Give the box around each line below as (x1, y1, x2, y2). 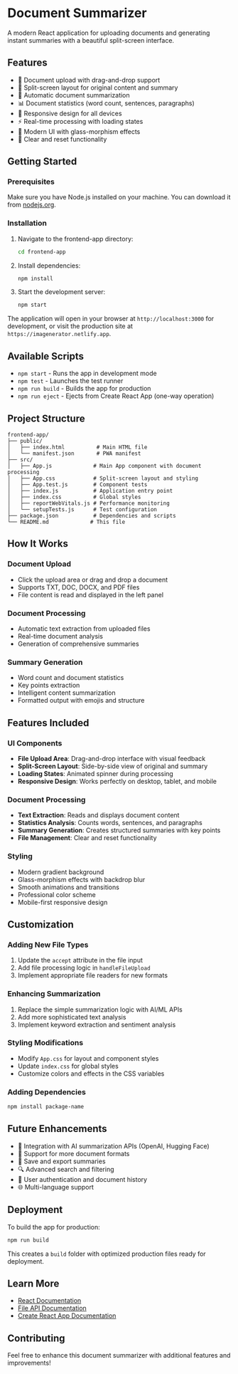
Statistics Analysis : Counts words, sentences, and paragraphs (17, 819, 202, 827)
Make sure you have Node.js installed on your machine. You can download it (7, 193, 231, 201)
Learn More (7, 1277, 60, 1289)
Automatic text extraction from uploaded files (17, 624, 151, 633)
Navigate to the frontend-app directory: (17, 234, 134, 243)
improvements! (7, 1358, 51, 1368)
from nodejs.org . (7, 201, 57, 209)
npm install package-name (7, 1103, 84, 1111)
